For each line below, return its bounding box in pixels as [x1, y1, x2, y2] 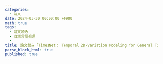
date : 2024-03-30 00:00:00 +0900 [5, 16, 73, 21]
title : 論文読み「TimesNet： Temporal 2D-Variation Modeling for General [5, 43, 153, 48]
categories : [5, 7, 29, 12]
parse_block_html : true [5, 47, 53, 52]
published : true [5, 51, 38, 57]
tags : [5, 25, 16, 30]
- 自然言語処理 [9, 34, 36, 39]
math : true [5, 20, 27, 26]
